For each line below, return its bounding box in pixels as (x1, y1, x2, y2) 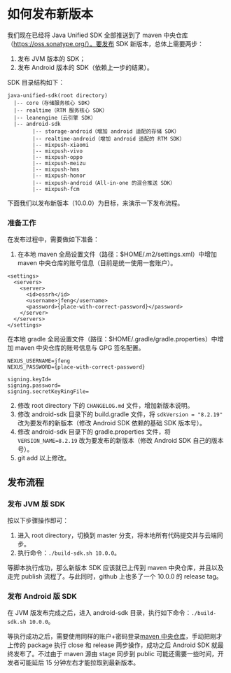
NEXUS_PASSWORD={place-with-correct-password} (7, 364, 146, 371)
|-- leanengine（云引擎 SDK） (13, 114, 97, 121)
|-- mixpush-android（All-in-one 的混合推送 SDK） (32, 179, 176, 186)
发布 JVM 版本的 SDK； (17, 54, 86, 63)
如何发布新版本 (7, 6, 94, 22)
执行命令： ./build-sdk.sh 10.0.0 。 (17, 548, 121, 557)
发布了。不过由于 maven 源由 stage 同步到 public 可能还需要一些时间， (13, 650, 218, 658)
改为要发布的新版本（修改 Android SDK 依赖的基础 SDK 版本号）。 (17, 419, 206, 427)
